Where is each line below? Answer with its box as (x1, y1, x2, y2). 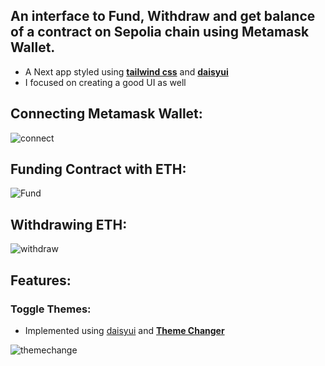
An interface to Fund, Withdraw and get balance (10, 8, 316, 25)
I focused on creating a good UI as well (24, 76, 187, 88)
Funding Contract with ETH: (10, 161, 187, 178)
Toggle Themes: (10, 302, 92, 316)
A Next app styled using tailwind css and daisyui (24, 65, 229, 78)
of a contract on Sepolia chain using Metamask (10, 24, 310, 41)
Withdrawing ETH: (10, 216, 128, 233)
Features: (10, 272, 72, 289)
